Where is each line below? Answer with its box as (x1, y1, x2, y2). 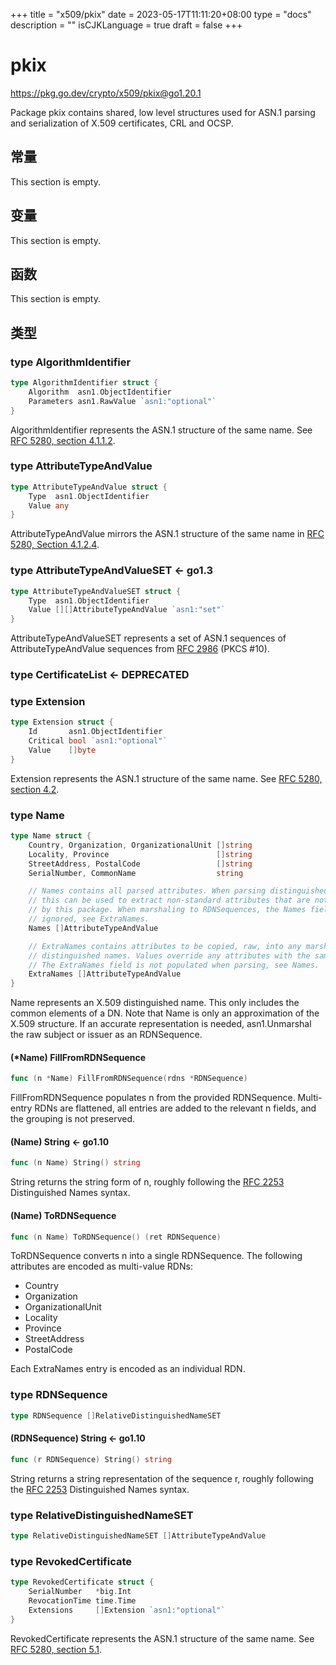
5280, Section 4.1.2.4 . (10, 539, 100, 551)
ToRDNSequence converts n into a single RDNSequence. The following (10, 1250, 303, 1262)
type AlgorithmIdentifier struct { (10, 378, 159, 388)
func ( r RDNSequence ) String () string (10, 1454, 172, 1464)
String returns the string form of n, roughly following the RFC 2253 (10, 1176, 285, 1188)
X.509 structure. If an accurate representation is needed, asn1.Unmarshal (10, 1018, 312, 1030)
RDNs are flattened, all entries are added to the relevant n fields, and (34, 1102, 317, 1114)
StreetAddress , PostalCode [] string (28, 859, 253, 869)
